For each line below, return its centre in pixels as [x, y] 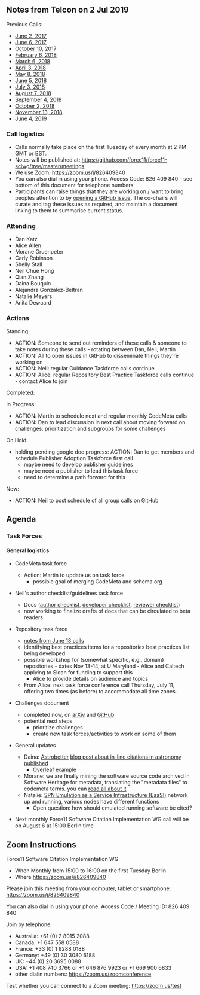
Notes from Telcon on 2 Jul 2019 [68, 10]
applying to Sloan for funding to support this [78, 673]
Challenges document [42, 703]
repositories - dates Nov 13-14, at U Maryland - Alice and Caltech [104, 666]
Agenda [21, 519]
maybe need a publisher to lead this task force [81, 471]
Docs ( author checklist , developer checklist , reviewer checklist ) [102, 605]
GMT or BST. [31, 153]
